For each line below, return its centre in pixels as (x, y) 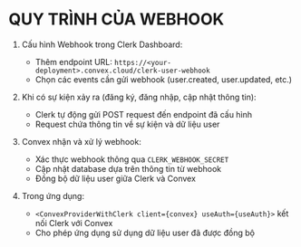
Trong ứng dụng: (53, 195)
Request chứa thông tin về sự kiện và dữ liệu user (127, 124)
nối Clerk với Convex (74, 223)
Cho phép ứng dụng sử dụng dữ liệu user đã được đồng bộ (145, 233)
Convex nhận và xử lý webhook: (81, 141)
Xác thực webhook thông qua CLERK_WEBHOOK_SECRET (132, 159)
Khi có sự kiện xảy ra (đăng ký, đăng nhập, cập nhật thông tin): (139, 97)
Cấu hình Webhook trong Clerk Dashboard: (102, 44)
